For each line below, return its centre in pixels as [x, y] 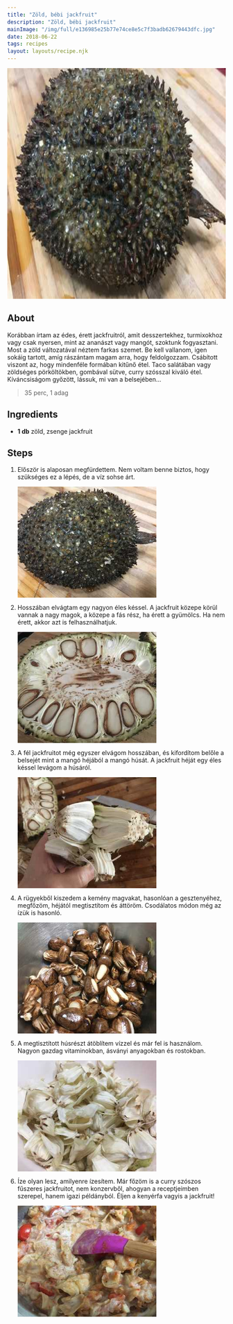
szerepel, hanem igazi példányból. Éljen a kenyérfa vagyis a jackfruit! [116, 1196]
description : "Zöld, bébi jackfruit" [62, 22]
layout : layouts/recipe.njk [48, 51]
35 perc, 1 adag [46, 393]
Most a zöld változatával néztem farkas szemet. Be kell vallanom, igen [107, 350]
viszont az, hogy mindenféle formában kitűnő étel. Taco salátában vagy [109, 364]
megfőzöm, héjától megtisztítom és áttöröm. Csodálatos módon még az [119, 906]
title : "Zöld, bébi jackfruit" [52, 15]
